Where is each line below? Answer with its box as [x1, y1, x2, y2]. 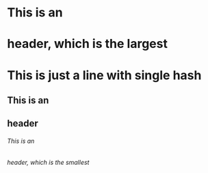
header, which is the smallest [7, 158, 90, 166]
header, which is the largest [7, 36, 168, 52]
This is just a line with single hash [7, 67, 202, 83]
